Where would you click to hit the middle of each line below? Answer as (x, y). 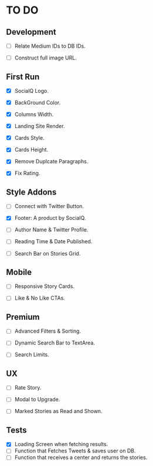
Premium (23, 317)
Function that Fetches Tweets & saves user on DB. (75, 451)
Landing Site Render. (40, 126)
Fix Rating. (27, 173)
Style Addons (31, 192)
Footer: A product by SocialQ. (50, 218)
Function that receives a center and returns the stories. (81, 457)
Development (31, 32)
